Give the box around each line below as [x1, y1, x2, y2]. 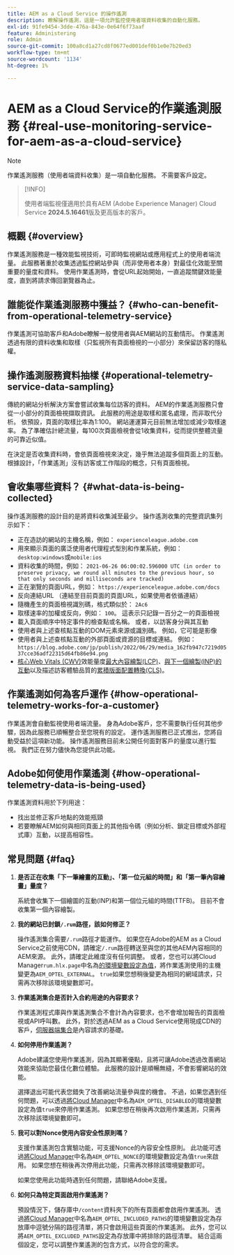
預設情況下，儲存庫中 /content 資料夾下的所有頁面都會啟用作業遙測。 [17, 1205, 214, 1214]
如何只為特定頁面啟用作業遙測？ [17, 1191, 109, 1199]
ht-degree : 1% [7, 62, 49, 69]
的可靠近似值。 [7, 435, 50, 443]
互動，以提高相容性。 [36, 830, 97, 839]
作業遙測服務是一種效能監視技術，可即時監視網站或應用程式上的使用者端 [7, 250, 214, 258]
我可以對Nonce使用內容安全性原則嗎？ [17, 1129, 129, 1137]
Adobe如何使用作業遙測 [7, 768, 110, 779]
